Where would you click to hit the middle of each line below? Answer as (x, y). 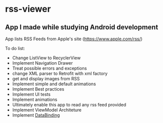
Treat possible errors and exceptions (49, 68)
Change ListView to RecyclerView (46, 58)
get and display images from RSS (46, 79)
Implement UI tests (31, 94)
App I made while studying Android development (82, 27)
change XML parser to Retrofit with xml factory (60, 74)
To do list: (15, 48)
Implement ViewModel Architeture (47, 110)
